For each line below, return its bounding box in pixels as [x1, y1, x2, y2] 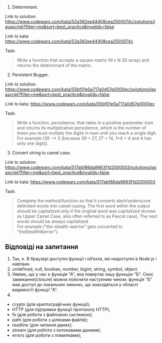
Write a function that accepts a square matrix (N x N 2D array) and [16, 57, 149, 63]
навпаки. [12, 261, 30, 267]
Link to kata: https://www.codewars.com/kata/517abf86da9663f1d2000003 [5, 179, 156, 185]
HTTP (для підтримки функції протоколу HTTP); [12, 306, 110, 312]
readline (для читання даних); [12, 322, 73, 327]
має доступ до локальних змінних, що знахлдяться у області [12, 281, 138, 287]
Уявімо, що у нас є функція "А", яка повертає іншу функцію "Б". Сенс [12, 271, 154, 277]
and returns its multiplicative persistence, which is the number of [16, 125, 147, 131]
